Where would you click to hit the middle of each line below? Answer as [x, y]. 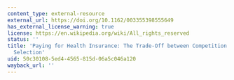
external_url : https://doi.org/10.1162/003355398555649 [90, 20]
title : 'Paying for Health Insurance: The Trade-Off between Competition [117, 46]
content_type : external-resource [56, 14]
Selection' [29, 53]
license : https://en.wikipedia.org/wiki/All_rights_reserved [98, 33]
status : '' [23, 40]
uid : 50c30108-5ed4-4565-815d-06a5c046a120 [72, 59]
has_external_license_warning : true [61, 26]
